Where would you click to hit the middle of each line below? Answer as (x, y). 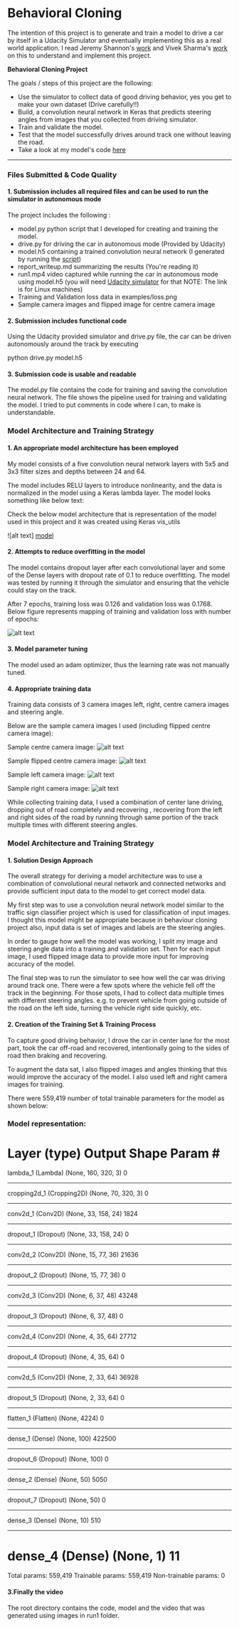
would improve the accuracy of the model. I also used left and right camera (117, 1077)
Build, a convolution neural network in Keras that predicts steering (114, 112)
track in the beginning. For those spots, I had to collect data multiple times (116, 993)
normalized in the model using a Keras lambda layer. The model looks (109, 493)
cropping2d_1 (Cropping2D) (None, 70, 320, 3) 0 (78, 1193)
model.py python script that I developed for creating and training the (118, 229)
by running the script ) (49, 259)
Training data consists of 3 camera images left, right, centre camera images (118, 705)
